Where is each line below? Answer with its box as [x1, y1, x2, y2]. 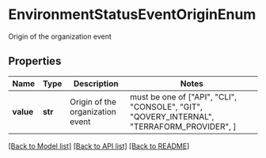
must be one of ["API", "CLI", [129, 91, 237, 102]
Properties [8, 55, 62, 68]
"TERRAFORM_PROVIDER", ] [129, 121, 237, 132]
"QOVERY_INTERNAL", [129, 111, 215, 122]
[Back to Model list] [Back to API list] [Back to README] [8, 141, 190, 151]
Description [74, 77, 119, 88]
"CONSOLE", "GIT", [129, 101, 203, 112]
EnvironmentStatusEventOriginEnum [8, 6, 256, 24]
